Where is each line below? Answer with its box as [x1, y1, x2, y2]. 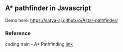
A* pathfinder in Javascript [5, 4, 91, 12]
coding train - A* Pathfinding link [5, 41, 73, 47]
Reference [5, 29, 31, 36]
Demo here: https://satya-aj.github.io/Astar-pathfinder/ [5, 17, 118, 23]
